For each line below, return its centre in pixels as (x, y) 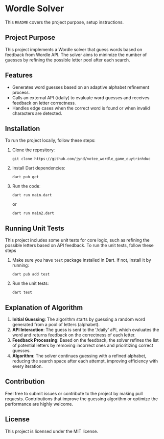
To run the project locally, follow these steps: (50, 140)
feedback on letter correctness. (44, 103)
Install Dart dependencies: (39, 168)
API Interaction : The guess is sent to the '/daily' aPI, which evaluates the (85, 330)
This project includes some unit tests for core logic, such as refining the (77, 240)
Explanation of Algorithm (44, 307)
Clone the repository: (34, 150)
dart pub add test (31, 274)
